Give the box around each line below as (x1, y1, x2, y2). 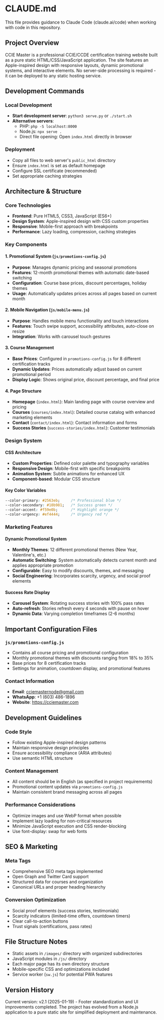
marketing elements (12, 414, 52, 421)
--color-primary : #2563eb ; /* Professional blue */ (5, 498, 121, 503)
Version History (5, 986, 54, 994)
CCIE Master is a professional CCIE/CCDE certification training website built (5, 52, 158, 58)
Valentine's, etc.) (12, 552, 47, 558)
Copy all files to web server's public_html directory (12, 157, 116, 163)
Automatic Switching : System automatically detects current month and (12, 557, 157, 563)
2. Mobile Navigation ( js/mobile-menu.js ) (5, 307, 90, 313)
